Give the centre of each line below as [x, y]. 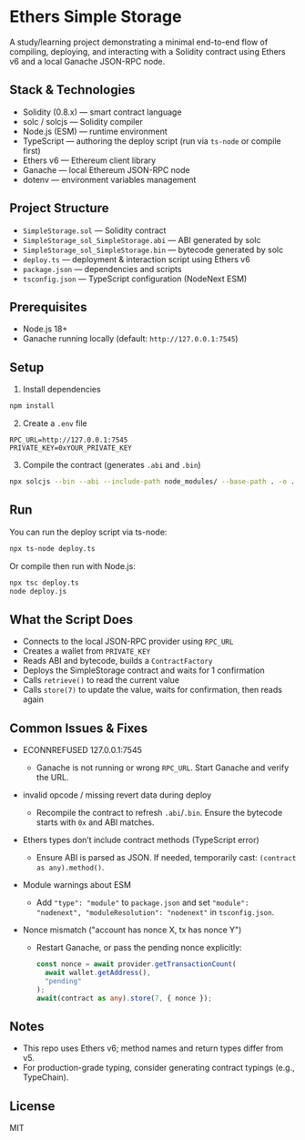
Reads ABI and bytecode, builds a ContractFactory [117, 661]
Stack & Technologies [72, 90]
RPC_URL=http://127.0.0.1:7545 [69, 440]
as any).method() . [70, 867]
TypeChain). [46, 1077]
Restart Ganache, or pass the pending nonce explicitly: [139, 947]
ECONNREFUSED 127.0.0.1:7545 [82, 750]
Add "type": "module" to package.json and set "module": [142, 902]
